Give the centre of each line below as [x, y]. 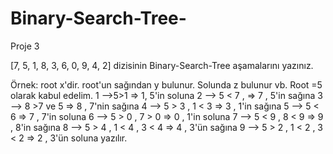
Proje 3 [25, 46]
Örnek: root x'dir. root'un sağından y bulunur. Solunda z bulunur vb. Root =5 [166, 84]
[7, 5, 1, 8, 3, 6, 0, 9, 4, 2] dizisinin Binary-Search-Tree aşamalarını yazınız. [162, 65]
